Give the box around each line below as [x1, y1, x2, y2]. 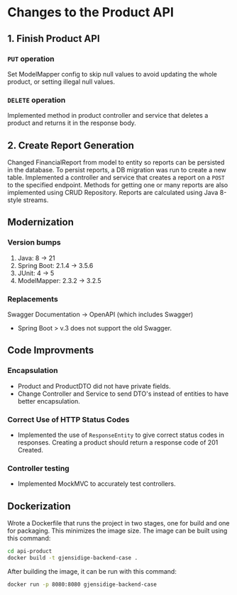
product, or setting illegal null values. [7, 77, 116, 86]
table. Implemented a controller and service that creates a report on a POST [7, 173, 225, 182]
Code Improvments [7, 345, 94, 357]
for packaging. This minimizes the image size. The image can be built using [7, 526, 228, 535]
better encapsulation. [17, 396, 80, 405]
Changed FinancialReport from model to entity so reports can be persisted [7, 157, 225, 167]
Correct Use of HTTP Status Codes [7, 414, 130, 424]
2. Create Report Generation [7, 139, 135, 151]
